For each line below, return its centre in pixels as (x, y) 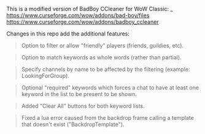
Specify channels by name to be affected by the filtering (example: (106, 69)
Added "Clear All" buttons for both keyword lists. (83, 106)
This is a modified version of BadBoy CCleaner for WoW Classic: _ (90, 9)
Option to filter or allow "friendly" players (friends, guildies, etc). (102, 46)
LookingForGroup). (45, 76)
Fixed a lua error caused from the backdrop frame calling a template (108, 118)
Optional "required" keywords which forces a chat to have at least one (110, 87)
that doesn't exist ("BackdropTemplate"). (73, 124)
